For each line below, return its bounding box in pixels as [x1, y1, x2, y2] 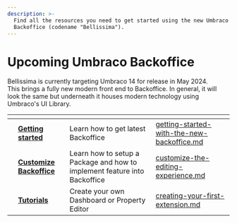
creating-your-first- [155, 191, 225, 201]
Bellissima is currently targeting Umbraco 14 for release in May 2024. [7, 77, 208, 85]
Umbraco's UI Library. [7, 100, 71, 108]
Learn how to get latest [69, 124, 146, 134]
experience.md [155, 171, 206, 181]
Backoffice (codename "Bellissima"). [13, 23, 125, 30]
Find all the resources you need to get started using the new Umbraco [13, 17, 229, 24]
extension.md [155, 200, 201, 210]
